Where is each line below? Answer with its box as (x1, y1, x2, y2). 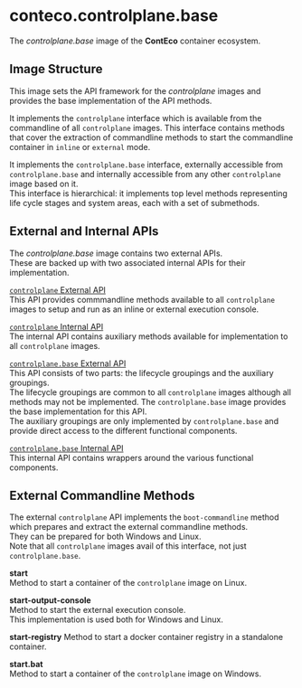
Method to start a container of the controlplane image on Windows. (9, 668, 262, 679)
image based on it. (9, 178, 79, 189)
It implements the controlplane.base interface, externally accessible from (9, 159, 283, 170)
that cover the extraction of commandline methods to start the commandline (9, 132, 294, 143)
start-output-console (9, 595, 92, 606)
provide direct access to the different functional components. (9, 425, 238, 436)
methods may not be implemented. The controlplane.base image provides (9, 396, 287, 407)
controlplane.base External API (9, 358, 127, 369)
